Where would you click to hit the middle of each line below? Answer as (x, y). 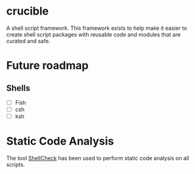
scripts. (16, 165)
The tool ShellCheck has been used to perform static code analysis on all (98, 158)
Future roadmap (48, 66)
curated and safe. (28, 41)
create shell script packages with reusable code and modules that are (94, 34)
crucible (28, 11)
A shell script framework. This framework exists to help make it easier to (97, 28)
